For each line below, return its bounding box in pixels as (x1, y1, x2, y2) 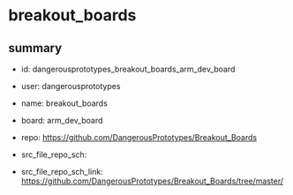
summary (8, 41, 63, 56)
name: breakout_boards (20, 98, 108, 109)
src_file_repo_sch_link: (20, 167, 103, 176)
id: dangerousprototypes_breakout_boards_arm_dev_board (20, 64, 236, 74)
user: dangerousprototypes (20, 81, 121, 91)
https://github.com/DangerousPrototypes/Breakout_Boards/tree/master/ (20, 176, 284, 186)
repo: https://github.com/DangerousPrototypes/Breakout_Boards (20, 132, 258, 142)
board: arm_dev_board (20, 116, 103, 125)
